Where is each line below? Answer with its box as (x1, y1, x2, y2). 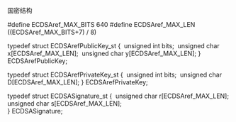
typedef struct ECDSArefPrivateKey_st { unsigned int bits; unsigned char (7, 70, 222, 79)
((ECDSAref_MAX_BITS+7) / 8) (7, 28, 97, 36)
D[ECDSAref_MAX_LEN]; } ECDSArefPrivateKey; (7, 78, 149, 87)
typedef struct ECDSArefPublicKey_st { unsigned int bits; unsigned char (7, 42, 220, 50)
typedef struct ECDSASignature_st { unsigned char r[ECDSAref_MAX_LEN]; (7, 91, 229, 100)
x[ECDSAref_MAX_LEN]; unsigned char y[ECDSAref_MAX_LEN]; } (7, 49, 201, 57)
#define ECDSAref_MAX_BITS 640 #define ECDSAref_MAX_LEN (7, 21, 196, 28)
